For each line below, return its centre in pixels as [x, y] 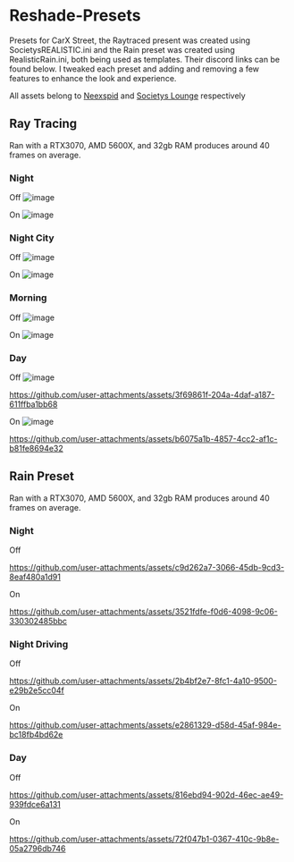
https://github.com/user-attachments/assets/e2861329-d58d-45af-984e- [145, 725]
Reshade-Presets [75, 16]
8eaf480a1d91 [35, 577]
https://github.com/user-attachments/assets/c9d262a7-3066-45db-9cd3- [147, 568]
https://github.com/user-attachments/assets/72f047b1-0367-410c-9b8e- [144, 839]
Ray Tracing [43, 124]
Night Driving [39, 644]
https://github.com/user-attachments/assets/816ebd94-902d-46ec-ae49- [147, 794]
